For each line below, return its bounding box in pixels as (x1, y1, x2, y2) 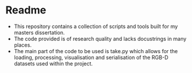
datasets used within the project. (13, 60, 93, 67)
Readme (5, 4, 47, 17)
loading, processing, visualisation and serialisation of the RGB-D (13, 54, 169, 61)
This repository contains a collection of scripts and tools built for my (13, 23, 179, 30)
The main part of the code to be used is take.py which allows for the (13, 47, 179, 54)
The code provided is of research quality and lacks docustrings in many (13, 35, 187, 42)
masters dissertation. (13, 29, 65, 36)
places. (13, 41, 32, 48)
